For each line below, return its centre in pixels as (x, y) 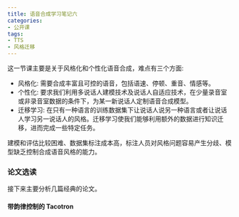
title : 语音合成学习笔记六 (43, 14)
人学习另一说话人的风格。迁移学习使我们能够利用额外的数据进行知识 (117, 119)
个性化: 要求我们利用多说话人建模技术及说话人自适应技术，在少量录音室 (122, 92)
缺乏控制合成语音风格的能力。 (57, 152)
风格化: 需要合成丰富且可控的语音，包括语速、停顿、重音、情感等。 (116, 83)
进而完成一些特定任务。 (65, 128)
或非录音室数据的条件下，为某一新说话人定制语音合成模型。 (105, 101)
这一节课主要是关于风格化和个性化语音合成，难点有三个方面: (96, 68)
